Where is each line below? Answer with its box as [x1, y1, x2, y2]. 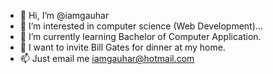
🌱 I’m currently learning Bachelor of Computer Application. [19, 31, 262, 42]
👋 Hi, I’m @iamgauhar [19, 10, 110, 21]
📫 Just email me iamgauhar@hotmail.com [19, 53, 195, 64]
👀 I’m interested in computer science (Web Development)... [19, 20, 263, 32]
